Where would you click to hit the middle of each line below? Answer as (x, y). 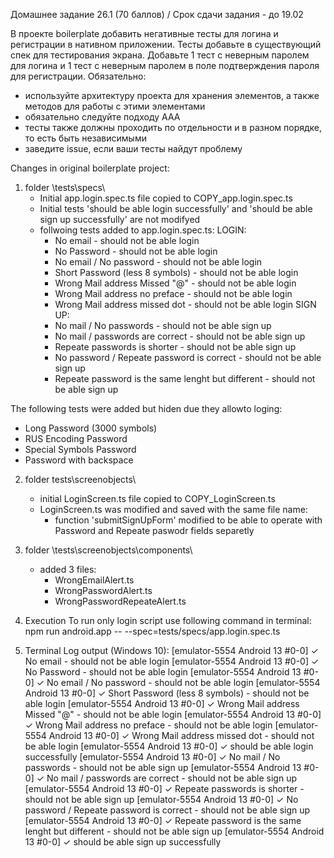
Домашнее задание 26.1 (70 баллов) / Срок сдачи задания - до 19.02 (157, 14)
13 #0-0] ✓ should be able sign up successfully (123, 842)
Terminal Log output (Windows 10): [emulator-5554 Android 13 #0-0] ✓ (171, 650)
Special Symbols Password (80, 449)
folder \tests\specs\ (65, 187)
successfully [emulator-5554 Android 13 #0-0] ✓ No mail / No (152, 757)
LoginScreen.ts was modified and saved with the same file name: (173, 509)
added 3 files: (68, 569)
